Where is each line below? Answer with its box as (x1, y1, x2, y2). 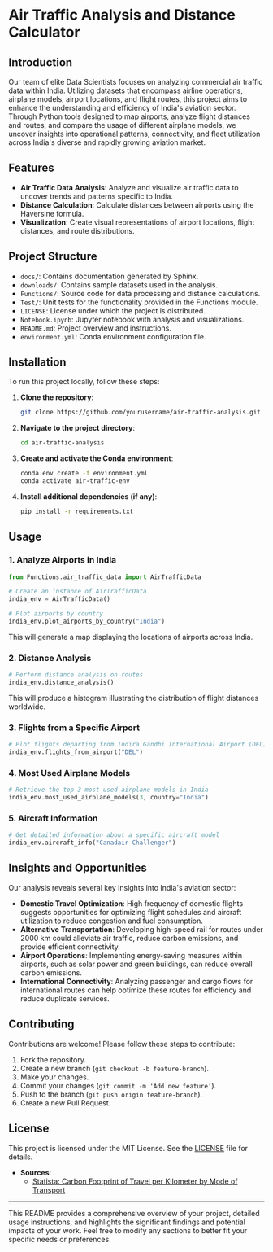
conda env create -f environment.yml (19, 470, 149, 478)
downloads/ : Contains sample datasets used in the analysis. (19, 279, 219, 290)
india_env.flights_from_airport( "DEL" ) (8, 748, 144, 756)
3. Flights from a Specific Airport (8, 722, 141, 733)
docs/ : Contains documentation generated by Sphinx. (19, 271, 199, 281)
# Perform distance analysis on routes (8, 671, 144, 679)
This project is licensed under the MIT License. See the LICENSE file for (8, 1143, 249, 1153)
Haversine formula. (19, 208, 84, 218)
